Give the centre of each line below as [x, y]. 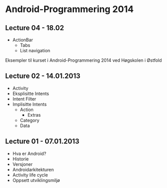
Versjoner [23, 164]
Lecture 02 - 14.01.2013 [43, 76]
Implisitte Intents [29, 104]
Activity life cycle [30, 175]
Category [30, 120]
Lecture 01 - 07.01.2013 [42, 142]
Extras [34, 115]
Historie [21, 159]
